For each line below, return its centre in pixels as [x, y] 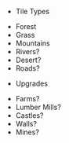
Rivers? [27, 51]
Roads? [28, 68]
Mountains [33, 43]
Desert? [28, 60]
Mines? [27, 132]
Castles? [29, 115]
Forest [26, 26]
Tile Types [32, 11]
